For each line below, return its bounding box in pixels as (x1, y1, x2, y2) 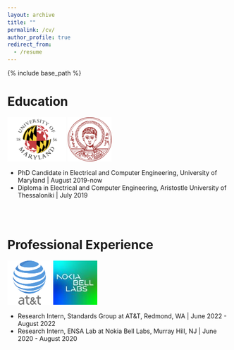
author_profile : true (7, 34, 71, 41)
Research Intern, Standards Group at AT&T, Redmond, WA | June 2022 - (17, 311, 227, 320)
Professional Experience (7, 237, 154, 253)
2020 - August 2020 (17, 334, 78, 342)
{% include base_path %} (7, 69, 82, 77)
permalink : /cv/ (7, 26, 55, 33)
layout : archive (7, 11, 55, 18)
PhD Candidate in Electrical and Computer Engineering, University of (17, 168, 217, 176)
